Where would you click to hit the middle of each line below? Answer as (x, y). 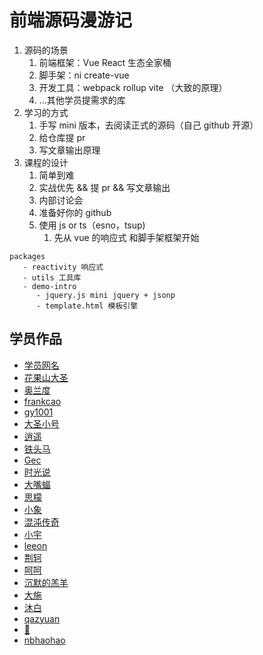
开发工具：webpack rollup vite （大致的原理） (133, 87)
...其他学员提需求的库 (82, 100)
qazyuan (42, 618)
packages (27, 256)
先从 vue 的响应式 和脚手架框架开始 (126, 237)
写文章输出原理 (69, 150)
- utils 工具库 (52, 277)
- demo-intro (49, 286)
